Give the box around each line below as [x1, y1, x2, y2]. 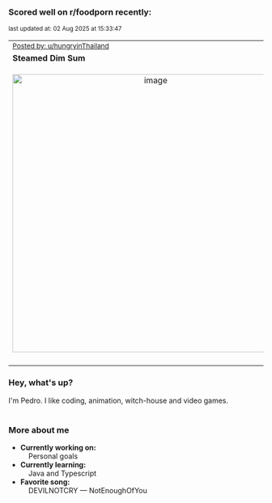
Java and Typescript [28, 468, 97, 478]
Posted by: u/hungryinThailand [12, 41, 109, 51]
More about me [8, 424, 70, 435]
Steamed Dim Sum [12, 53, 86, 64]
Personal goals [28, 451, 79, 461]
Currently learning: [19, 459, 87, 469]
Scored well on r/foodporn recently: [8, 6, 152, 18]
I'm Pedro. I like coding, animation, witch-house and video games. [8, 395, 229, 405]
